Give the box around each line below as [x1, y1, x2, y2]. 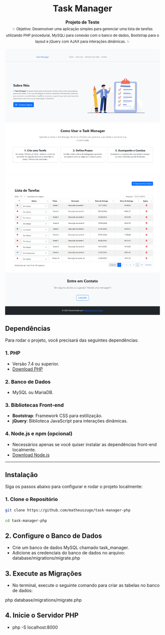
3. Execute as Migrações [5, 569, 82, 578]
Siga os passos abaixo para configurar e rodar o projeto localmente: [5, 484, 143, 490]
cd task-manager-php [5, 518, 48, 523]
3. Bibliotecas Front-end [5, 402, 64, 408]
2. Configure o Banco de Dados [5, 531, 102, 540]
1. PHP [5, 349, 21, 356]
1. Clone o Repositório [5, 496, 58, 503]
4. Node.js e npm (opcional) [5, 430, 73, 437]
